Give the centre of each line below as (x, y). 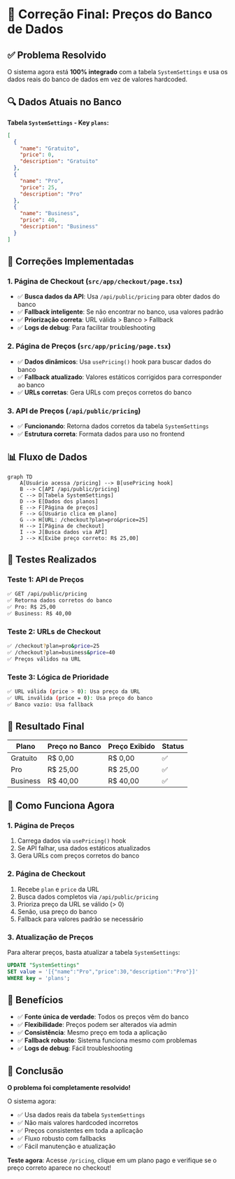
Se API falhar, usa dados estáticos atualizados (84, 848)
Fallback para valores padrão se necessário (80, 919)
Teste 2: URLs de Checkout (54, 631)
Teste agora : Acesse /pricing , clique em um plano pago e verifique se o (112, 1160)
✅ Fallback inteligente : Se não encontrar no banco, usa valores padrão (120, 312)
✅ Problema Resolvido (57, 55)
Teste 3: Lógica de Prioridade (58, 677)
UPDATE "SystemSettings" (43, 965)
